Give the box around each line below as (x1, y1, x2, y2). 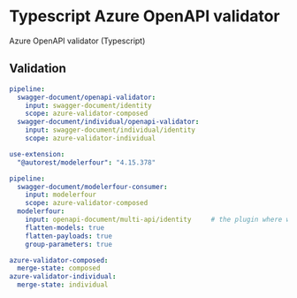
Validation (9, 61, 66, 76)
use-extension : (9, 149, 65, 158)
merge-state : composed (17, 264, 101, 273)
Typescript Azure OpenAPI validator (9, 6, 280, 27)
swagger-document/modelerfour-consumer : (17, 182, 168, 191)
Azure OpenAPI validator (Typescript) (9, 35, 146, 46)
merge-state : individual (17, 280, 109, 289)
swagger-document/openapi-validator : (17, 93, 156, 102)
